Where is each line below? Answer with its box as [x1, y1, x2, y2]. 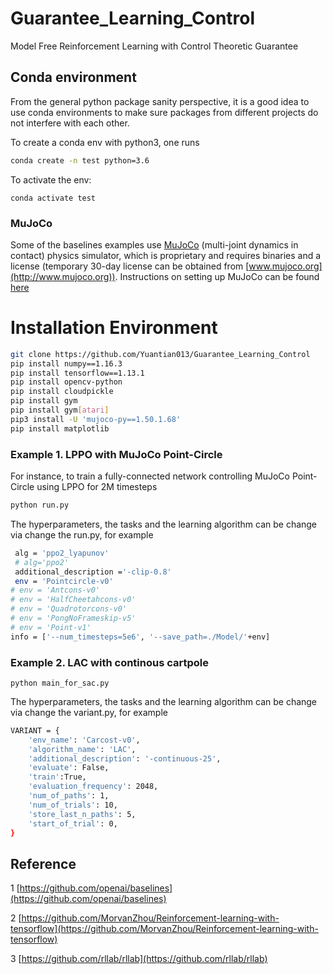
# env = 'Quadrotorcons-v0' [10, 604, 128, 614]
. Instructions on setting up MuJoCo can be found [114, 270, 320, 282]
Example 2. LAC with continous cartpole [10, 655, 209, 669]
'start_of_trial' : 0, [28, 818, 118, 829]
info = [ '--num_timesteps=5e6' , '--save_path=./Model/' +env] [10, 632, 271, 642]
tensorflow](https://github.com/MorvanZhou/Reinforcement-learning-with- [10, 923, 319, 935]
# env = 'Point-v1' [10, 622, 92, 632]
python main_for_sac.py [10, 678, 110, 688]
